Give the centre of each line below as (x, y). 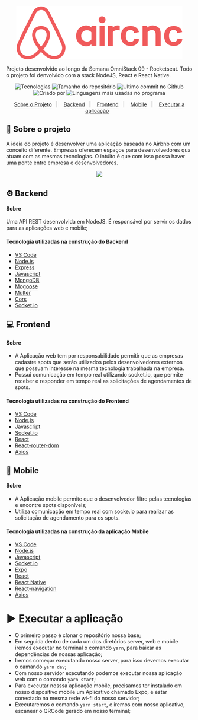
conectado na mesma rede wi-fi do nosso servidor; (77, 698)
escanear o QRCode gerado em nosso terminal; (73, 711)
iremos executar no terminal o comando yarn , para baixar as (88, 648)
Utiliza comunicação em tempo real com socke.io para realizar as (94, 511)
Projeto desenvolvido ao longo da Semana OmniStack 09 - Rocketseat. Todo (99, 69)
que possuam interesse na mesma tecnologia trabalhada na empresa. (99, 368)
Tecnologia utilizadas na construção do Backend (67, 241)
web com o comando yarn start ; (55, 680)
